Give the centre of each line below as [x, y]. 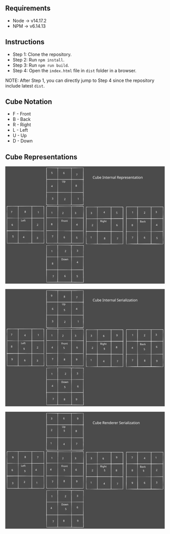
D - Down [23, 141]
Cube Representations [41, 157]
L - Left [20, 130]
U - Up [19, 136]
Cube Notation [29, 102]
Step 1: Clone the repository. [42, 54]
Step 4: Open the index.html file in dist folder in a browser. [74, 70]
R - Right [22, 125]
